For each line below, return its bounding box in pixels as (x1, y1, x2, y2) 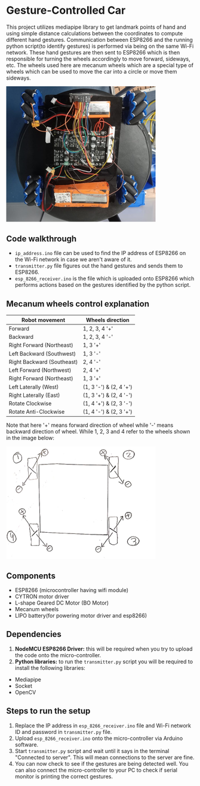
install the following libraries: (14, 664, 85, 671)
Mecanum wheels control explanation (6, 299, 150, 309)
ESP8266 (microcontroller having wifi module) (14, 587, 129, 594)
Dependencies (6, 629, 61, 639)
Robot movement (21, 316, 66, 323)
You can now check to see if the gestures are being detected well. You (14, 760, 189, 767)
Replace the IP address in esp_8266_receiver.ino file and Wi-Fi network (14, 722, 192, 729)
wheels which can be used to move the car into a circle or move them (6, 68, 177, 75)
